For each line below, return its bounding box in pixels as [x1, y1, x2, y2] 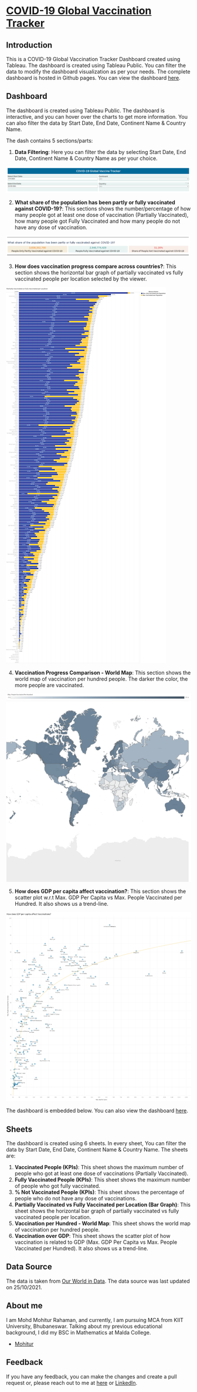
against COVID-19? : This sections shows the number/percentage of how [14, 205, 191, 212]
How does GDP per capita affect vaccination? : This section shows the [14, 888, 186, 895]
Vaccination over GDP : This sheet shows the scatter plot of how [14, 1233, 171, 1240]
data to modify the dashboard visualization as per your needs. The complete [6, 68, 191, 75]
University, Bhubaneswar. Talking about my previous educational [6, 1323, 163, 1330]
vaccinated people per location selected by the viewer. [14, 275, 147, 282]
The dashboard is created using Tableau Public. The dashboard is [6, 107, 165, 114]
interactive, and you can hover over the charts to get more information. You [6, 113, 188, 120]
